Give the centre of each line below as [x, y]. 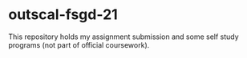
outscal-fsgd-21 [63, 15]
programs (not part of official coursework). [79, 44]
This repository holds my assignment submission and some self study [123, 37]
